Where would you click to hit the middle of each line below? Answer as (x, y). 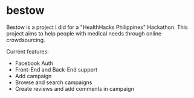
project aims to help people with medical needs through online (84, 33)
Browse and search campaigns (53, 82)
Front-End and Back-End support (56, 69)
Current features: (28, 51)
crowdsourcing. (26, 40)
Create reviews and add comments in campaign (75, 88)
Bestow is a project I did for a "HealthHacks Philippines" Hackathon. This (97, 27)
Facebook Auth (34, 63)
